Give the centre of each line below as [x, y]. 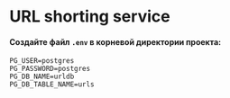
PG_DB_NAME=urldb [42, 77]
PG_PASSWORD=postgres [50, 69]
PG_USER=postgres [42, 61]
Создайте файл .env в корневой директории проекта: [115, 41]
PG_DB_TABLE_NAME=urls [52, 85]
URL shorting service [90, 17]
